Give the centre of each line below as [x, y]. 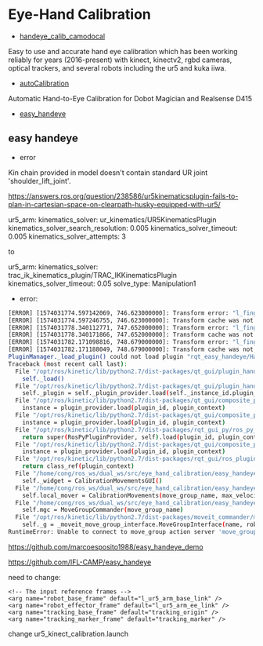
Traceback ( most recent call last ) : [68, 364]
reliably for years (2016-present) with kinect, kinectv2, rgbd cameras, [120, 60]
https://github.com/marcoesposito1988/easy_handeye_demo [106, 546]
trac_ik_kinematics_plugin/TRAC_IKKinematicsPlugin [93, 275]
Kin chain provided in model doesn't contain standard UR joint [108, 172]
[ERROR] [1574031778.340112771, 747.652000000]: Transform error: [119, 327]
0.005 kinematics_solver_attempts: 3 [67, 236]
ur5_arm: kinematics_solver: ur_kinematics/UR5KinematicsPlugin [112, 219]
